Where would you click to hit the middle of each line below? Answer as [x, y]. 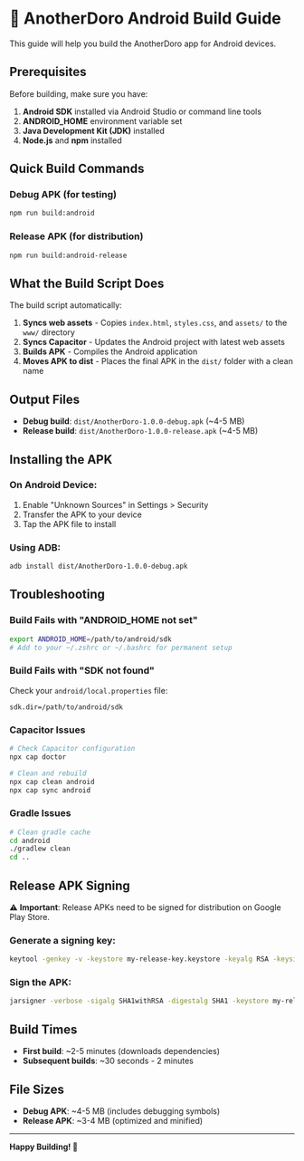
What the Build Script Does [87, 283]
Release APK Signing [70, 885]
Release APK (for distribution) [76, 236]
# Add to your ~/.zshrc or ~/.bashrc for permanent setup [121, 648]
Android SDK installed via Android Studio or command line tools [142, 111]
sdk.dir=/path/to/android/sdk [66, 707]
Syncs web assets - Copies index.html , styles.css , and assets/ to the [155, 323]
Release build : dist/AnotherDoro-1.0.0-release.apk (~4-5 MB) [140, 431]
